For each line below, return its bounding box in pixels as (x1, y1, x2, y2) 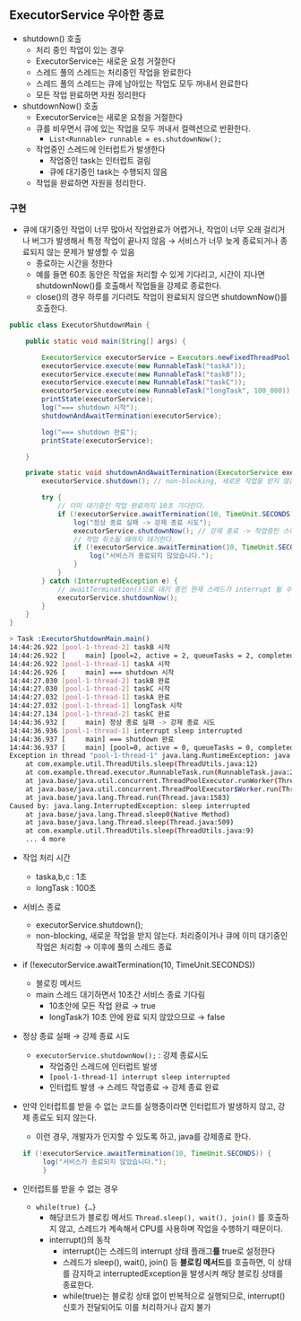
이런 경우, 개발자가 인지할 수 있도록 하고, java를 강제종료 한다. (35, 1132, 251, 1142)
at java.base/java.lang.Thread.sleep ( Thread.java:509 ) (25, 818, 235, 827)
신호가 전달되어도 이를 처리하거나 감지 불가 (62, 1301, 211, 1312)
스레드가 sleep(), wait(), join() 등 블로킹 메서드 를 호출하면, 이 (62, 1256, 276, 1267)
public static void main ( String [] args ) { (25, 337, 186, 346)
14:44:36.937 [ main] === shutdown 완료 (9, 735, 175, 744)
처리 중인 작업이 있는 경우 (35, 44, 125, 55)
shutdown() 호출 (21, 33, 82, 44)
